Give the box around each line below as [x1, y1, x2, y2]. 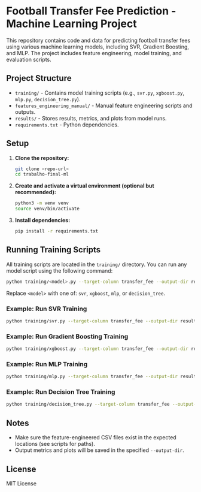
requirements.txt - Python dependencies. [14, 121, 119, 128]
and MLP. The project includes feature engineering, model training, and [6, 49, 182, 56]
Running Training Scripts [6, 245, 101, 255]
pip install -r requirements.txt [14, 228, 99, 234]
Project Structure [6, 73, 72, 83]
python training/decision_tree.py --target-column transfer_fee [6, 402, 170, 408]
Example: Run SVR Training [6, 304, 87, 313]
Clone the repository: [14, 154, 69, 161]
